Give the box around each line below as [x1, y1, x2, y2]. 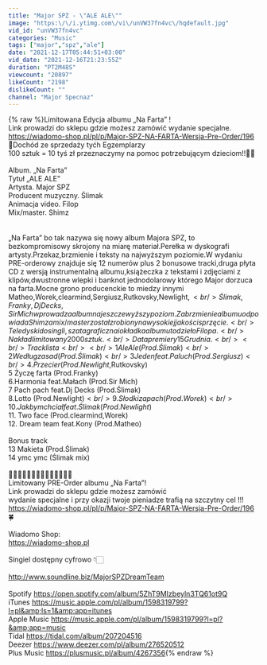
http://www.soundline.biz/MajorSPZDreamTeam [8, 572, 164, 581]
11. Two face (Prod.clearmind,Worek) [8, 410, 129, 420]
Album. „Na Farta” [8, 165, 68, 175]
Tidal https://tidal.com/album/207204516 [8, 632, 142, 641]
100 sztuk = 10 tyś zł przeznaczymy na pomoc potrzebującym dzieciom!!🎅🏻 [8, 149, 256, 158]
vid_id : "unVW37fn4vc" [8, 26, 83, 34]
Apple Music [8, 614, 49, 624]
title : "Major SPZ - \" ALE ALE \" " [8, 11, 123, 20]
